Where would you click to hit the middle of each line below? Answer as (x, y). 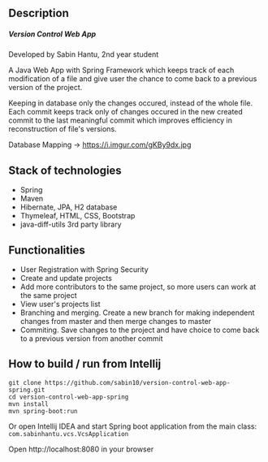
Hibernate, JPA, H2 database (69, 207)
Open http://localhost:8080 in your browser (81, 449)
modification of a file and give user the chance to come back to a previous (133, 79)
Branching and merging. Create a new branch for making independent (137, 313)
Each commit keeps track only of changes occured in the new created (126, 112)
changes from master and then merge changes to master (116, 321)
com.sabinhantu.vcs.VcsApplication (69, 434)
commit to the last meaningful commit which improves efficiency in (121, 120)
